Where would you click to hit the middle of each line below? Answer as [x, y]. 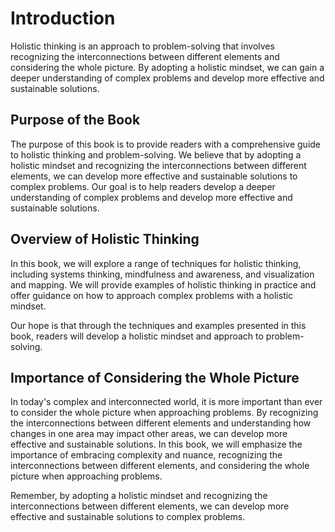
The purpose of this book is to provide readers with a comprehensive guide [166, 144]
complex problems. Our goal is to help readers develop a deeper [143, 186]
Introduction [63, 18]
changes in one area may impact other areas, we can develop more [149, 434]
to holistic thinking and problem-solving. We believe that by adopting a [156, 154]
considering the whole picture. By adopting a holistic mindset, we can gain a [167, 67]
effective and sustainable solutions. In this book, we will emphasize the [156, 444]
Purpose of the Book [75, 120]
